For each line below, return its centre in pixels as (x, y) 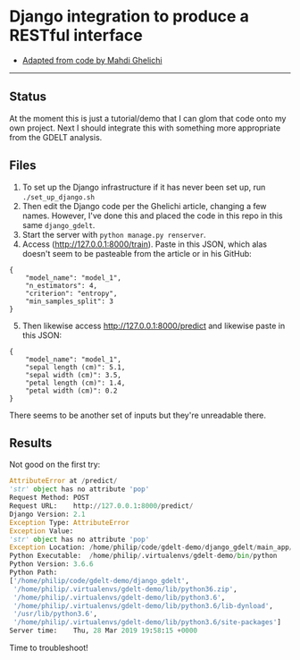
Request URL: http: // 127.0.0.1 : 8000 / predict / (101, 506)
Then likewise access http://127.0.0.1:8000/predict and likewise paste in (154, 326)
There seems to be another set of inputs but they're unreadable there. (137, 415)
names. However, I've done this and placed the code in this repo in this (152, 216)
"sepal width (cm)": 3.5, (74, 375)
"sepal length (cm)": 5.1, (75, 367)
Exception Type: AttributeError (69, 522)
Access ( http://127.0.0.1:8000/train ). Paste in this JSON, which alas (145, 244)
